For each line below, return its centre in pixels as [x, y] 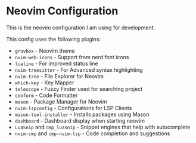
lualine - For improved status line [56, 63]
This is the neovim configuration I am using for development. [81, 28]
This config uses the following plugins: [54, 39]
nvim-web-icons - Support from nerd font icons [72, 57]
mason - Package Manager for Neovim [61, 101]
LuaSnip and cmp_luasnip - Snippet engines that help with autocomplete [102, 127]
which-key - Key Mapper [44, 83]
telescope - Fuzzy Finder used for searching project [79, 89]
